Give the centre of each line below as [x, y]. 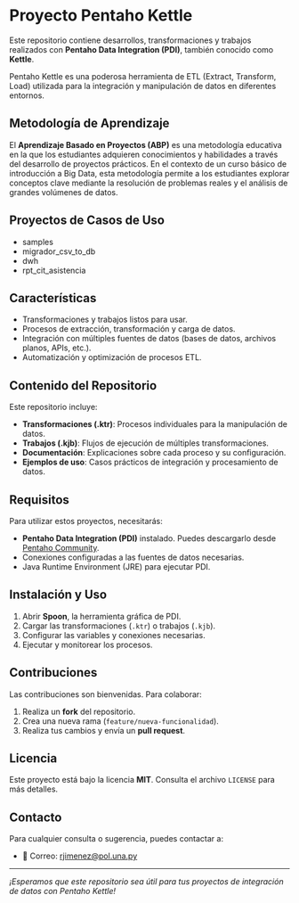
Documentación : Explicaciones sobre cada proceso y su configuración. [154, 453]
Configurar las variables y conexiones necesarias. [114, 635]
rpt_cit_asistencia [54, 270]
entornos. [27, 95]
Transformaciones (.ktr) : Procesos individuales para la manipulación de [154, 424]
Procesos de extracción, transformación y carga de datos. [129, 329]
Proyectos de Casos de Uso [87, 221]
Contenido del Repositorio [83, 386]
